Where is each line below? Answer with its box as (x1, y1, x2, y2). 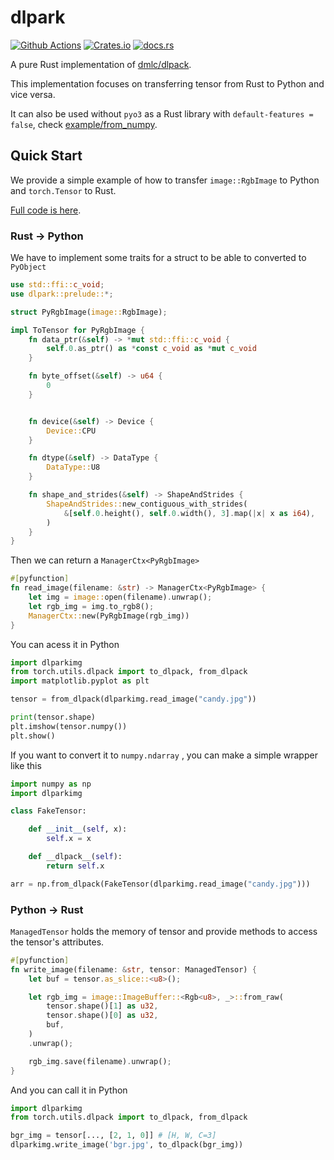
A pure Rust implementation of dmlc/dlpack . (10, 58, 192, 70)
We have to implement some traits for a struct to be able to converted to (10, 252, 307, 264)
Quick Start (10, 147, 83, 165)
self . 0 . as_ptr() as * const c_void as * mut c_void (46, 344, 257, 354)
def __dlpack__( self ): (28, 852, 123, 862)
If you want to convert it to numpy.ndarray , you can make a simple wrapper (10, 749, 318, 761)
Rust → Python (10, 229, 84, 243)
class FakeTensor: (10, 806, 87, 816)
